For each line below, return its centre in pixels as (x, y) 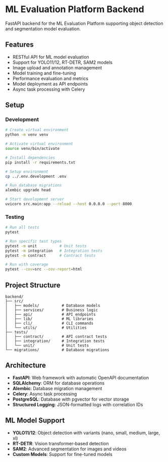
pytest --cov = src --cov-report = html (44, 269)
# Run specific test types (34, 241)
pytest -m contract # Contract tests (50, 255)
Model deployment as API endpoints (50, 84)
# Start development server (35, 199)
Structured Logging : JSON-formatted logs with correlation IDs (78, 404)
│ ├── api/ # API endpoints (50, 315)
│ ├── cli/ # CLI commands (49, 323)
